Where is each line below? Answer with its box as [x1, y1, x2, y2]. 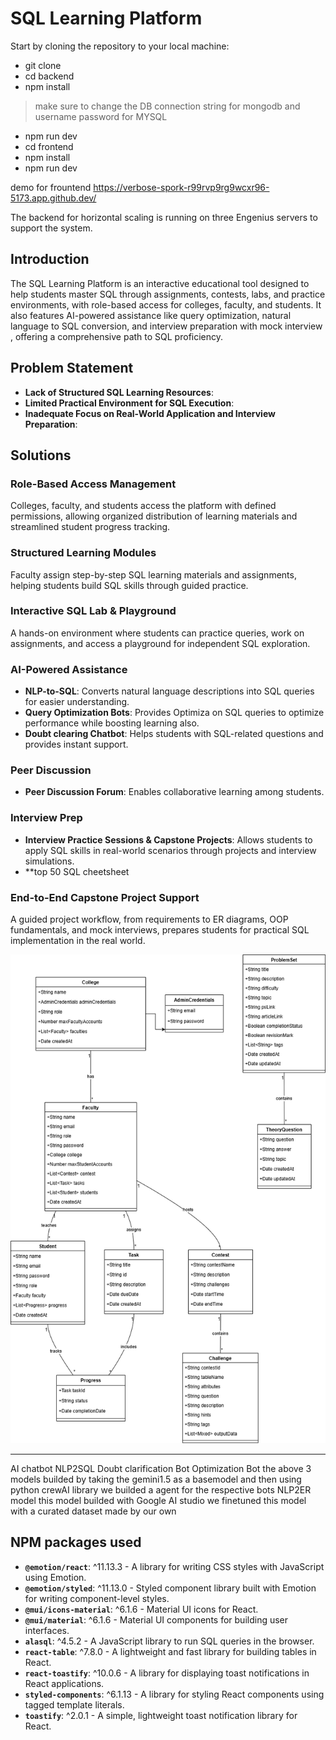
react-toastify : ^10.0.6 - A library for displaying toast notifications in [24, 1667, 310, 1679]
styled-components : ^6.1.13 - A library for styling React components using [24, 1688, 325, 1700]
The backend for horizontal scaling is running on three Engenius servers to [10, 211, 318, 223]
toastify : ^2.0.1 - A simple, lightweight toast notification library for [24, 1709, 298, 1721]
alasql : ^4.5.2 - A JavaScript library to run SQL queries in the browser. [24, 1635, 315, 1647]
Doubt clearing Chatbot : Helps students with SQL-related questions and [24, 728, 324, 740]
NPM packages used [10, 1534, 142, 1551]
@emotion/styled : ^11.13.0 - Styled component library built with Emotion [24, 1582, 317, 1594]
